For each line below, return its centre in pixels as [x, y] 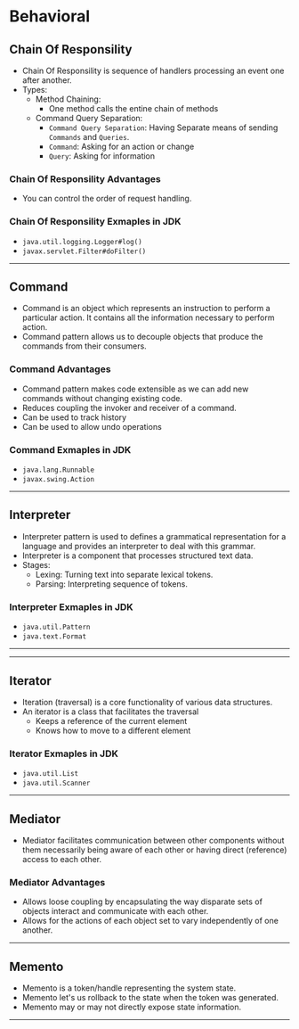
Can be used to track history [74, 417]
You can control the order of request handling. [107, 199]
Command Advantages [60, 369]
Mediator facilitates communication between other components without [153, 841]
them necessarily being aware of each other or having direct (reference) [154, 850]
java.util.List [50, 774]
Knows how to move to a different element [113, 730]
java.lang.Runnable [58, 470]
